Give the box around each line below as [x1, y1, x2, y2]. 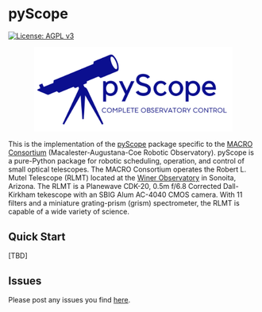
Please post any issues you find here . [8, 295, 131, 305]
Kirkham [8, 190, 36, 199]
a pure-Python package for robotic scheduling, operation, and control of [8, 156, 245, 166]
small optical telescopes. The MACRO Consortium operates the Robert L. [8, 164, 247, 175]
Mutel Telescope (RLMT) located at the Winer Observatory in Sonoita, [8, 173, 237, 183]
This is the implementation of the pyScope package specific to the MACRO [8, 140, 253, 149]
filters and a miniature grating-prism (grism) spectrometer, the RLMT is [8, 198, 240, 208]
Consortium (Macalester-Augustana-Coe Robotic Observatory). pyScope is [8, 148, 254, 157]
